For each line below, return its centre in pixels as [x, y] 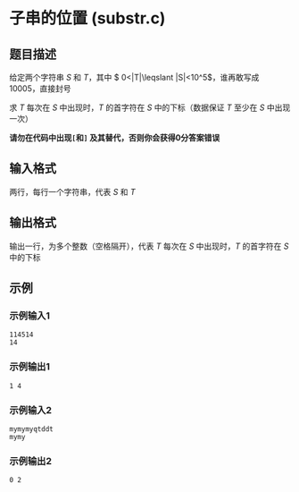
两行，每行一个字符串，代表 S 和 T [72, 191]
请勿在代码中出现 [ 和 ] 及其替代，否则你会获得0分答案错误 [115, 138]
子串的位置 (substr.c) [87, 18]
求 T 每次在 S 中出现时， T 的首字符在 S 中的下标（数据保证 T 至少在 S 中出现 [150, 107]
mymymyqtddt [31, 429]
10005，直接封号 [40, 89]
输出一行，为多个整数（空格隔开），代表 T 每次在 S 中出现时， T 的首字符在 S [149, 246]
